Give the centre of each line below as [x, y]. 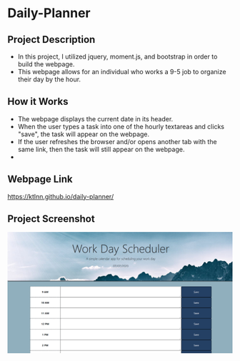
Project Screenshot [51, 219]
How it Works [38, 102]
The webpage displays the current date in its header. [95, 118]
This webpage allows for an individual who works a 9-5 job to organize [122, 72]
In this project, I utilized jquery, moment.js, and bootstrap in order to [117, 56]
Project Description [51, 40]
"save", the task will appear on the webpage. [84, 134]
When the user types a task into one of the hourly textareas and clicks [121, 126]
